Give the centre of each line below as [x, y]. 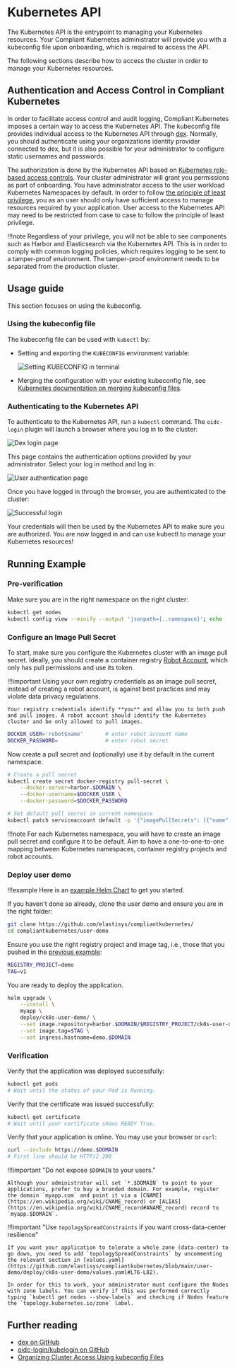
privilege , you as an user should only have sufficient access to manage [110, 200]
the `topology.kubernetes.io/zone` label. [71, 1304]
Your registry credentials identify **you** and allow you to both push [116, 709]
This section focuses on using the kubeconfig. [75, 306]
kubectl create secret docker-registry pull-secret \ [88, 781]
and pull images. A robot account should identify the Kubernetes [107, 715]
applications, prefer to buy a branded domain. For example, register [113, 1190]
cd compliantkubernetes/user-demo [58, 931]
